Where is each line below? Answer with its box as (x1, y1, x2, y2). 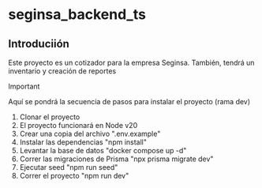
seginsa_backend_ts (8, 6, 146, 24)
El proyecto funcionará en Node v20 (19, 121, 138, 130)
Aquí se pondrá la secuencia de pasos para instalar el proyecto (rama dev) (8, 97, 251, 106)
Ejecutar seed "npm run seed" (19, 163, 118, 171)
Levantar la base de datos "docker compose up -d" (19, 146, 187, 155)
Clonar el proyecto (19, 112, 80, 122)
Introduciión (8, 37, 69, 51)
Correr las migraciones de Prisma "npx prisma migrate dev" (19, 154, 214, 164)
